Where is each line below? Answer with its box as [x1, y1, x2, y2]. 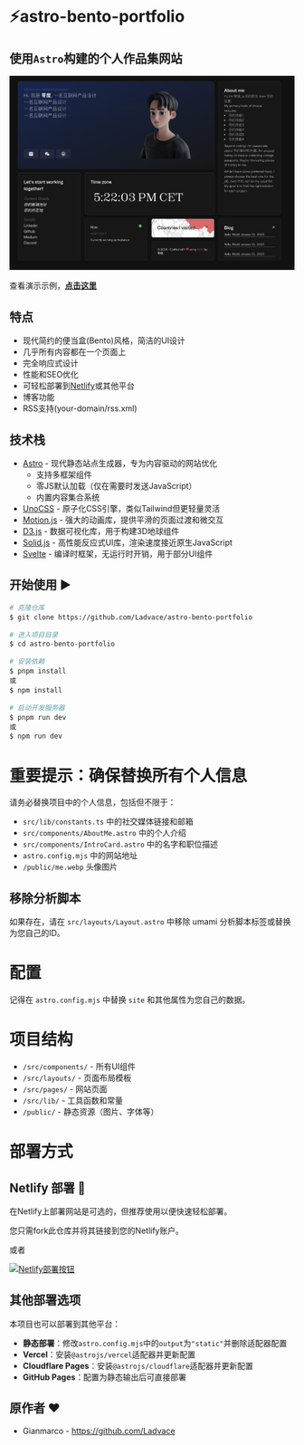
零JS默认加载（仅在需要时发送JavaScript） [35, 481, 197, 491]
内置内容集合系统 [35, 492, 100, 502]
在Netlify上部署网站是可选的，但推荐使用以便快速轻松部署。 [9, 1205, 233, 1217]
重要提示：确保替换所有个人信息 [9, 765, 248, 786]
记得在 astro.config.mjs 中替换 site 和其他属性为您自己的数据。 [9, 994, 251, 1005]
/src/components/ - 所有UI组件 [22, 1060, 136, 1072]
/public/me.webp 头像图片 [22, 861, 119, 873]
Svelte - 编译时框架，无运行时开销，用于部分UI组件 [22, 549, 214, 559]
